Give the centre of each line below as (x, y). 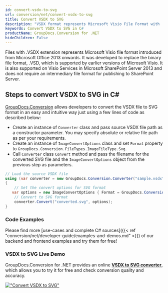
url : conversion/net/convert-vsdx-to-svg (49, 15)
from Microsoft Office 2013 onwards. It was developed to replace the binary (83, 57)
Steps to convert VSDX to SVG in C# (62, 95)
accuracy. (15, 276)
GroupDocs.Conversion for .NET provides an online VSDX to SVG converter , (84, 265)
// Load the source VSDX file (37, 174)
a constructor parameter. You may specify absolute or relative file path (85, 132)
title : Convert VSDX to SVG (34, 19)
